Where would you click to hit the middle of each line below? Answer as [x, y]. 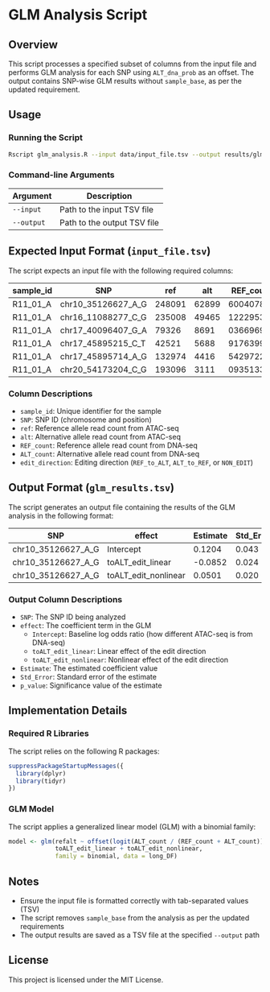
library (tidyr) [41, 781]
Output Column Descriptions [65, 599]
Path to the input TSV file [107, 209]
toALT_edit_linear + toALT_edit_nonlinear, [129, 849]
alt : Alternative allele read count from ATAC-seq [100, 436]
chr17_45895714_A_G [103, 356]
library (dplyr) [41, 773]
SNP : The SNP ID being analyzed [73, 617]
